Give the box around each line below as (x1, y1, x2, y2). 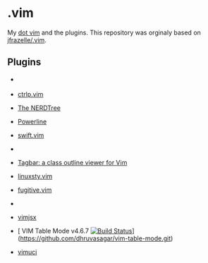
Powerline (17, 118, 47, 126)
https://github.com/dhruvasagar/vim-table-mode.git (20, 234, 171, 243)
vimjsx (17, 213, 37, 221)
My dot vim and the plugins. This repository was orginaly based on (7, 28, 201, 37)
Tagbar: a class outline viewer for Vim (17, 159, 128, 167)
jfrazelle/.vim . (7, 35, 47, 44)
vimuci (17, 248, 37, 257)
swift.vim (17, 131, 44, 140)
